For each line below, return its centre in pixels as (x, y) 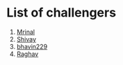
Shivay (26, 39)
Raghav (27, 54)
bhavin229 (32, 46)
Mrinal (26, 32)
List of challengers (61, 13)
